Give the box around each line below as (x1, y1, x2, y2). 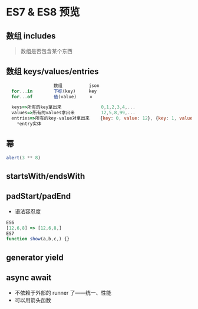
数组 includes (6, 31, 56, 41)
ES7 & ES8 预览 (6, 5, 80, 19)
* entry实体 (16, 121, 42, 127)
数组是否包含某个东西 (20, 48, 72, 54)
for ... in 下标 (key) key (11, 88, 97, 94)
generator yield (6, 252, 64, 262)
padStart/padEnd (6, 191, 71, 201)
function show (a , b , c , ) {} (6, 236, 70, 242)
